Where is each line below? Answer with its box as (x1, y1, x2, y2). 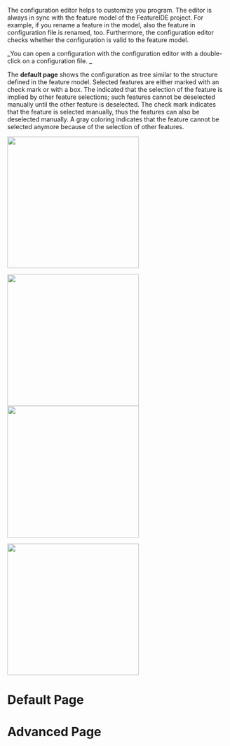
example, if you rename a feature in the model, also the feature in (7, 21, 196, 29)
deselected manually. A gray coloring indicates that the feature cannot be (7, 115, 219, 124)
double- (199, 49, 223, 58)
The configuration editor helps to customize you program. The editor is (7, 6, 212, 14)
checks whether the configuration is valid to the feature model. (7, 36, 189, 44)
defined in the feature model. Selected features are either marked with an (7, 78, 219, 86)
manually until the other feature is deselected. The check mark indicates (7, 100, 216, 108)
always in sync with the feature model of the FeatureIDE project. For (7, 13, 203, 22)
